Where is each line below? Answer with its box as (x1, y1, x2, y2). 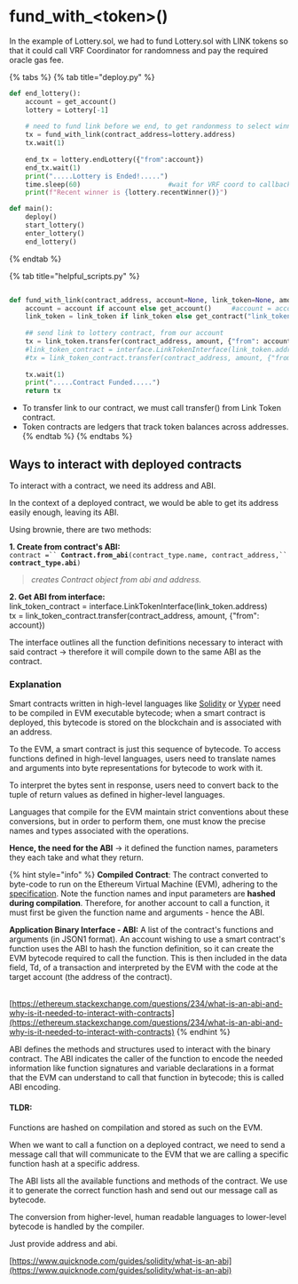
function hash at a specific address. (9, 1158, 140, 1168)
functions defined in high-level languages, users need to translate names (9, 753, 277, 764)
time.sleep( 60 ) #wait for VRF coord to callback (25, 180, 292, 189)
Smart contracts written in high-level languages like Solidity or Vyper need (9, 698, 281, 709)
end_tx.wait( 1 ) (25, 163, 82, 173)
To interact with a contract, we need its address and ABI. (9, 480, 216, 491)
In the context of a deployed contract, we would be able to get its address (9, 498, 279, 508)
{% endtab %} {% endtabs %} (21, 431, 133, 442)
